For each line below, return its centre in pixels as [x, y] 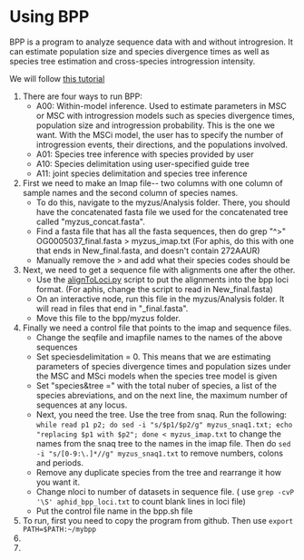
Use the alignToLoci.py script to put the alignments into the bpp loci [162, 280]
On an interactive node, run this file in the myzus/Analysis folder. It [160, 299]
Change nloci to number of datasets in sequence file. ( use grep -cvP [165, 491]
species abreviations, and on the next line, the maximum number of [162, 395]
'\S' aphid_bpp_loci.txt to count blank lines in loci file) [141, 501]
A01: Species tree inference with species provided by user [145, 154]
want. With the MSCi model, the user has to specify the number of [160, 134]
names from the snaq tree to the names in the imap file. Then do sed [163, 443]
